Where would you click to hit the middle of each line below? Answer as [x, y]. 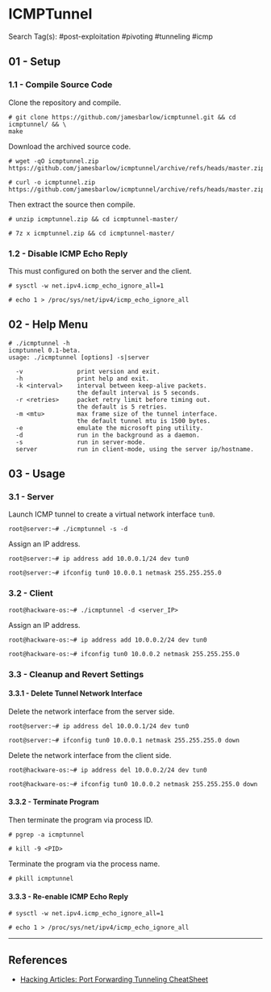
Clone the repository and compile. [65, 103]
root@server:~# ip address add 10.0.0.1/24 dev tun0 [99, 559]
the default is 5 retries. [122, 407]
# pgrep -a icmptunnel [46, 835]
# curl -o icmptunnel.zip [52, 182]
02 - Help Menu [48, 325]
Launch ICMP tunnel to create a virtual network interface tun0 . [112, 514]
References [38, 960]
